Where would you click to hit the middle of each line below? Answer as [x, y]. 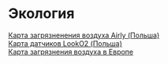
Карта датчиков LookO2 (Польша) [65, 43]
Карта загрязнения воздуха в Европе [71, 52]
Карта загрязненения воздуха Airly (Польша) [84, 35]
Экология [41, 14]
